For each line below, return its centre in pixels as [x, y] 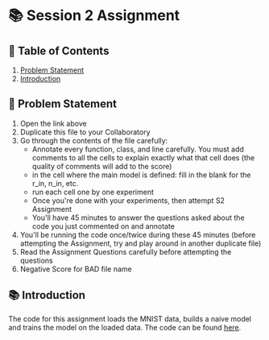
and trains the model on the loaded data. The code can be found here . [125, 327]
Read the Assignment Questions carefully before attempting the [126, 251]
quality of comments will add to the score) [102, 166]
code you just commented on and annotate [103, 226]
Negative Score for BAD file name [76, 269]
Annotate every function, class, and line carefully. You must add [138, 149]
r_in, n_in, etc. [55, 183]
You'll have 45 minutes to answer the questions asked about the [138, 218]
